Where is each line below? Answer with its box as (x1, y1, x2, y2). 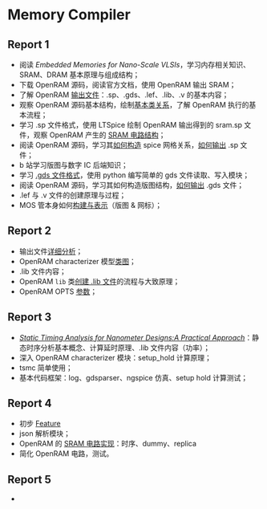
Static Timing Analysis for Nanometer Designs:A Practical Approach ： (18, 332, 253, 342)
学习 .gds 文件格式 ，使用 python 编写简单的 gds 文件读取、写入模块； (18, 170, 250, 180)
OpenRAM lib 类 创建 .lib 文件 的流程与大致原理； (18, 276, 180, 286)
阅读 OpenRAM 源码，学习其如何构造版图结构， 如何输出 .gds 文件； (18, 181, 245, 189)
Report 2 (7, 224, 52, 238)
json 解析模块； (18, 429, 71, 438)
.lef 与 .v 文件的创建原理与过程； (18, 190, 127, 200)
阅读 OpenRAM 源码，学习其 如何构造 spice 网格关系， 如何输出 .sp (18, 140, 239, 149)
